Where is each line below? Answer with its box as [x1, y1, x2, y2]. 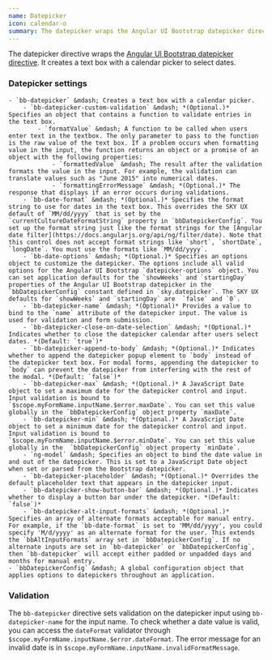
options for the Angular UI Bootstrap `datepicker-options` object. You [8, 266, 259, 275]
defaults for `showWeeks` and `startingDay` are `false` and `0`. [8, 295, 241, 303]
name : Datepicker [8, 11, 67, 20]
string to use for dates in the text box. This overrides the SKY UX [8, 202, 249, 211]
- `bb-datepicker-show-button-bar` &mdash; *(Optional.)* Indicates [23, 486, 259, 494]
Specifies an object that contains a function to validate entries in [8, 110, 252, 118]
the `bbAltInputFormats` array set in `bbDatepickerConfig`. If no [8, 535, 241, 543]
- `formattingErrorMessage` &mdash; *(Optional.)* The [51, 181, 241, 189]
